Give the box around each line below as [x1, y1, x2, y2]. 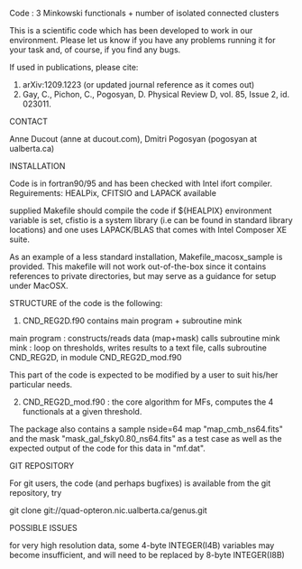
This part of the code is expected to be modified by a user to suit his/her [9, 369, 279, 380]
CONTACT [9, 117, 48, 126]
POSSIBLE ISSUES [9, 523, 78, 533]
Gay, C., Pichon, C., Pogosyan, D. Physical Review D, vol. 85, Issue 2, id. [22, 89, 290, 99]
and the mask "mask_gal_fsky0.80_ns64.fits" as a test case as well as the [9, 434, 282, 443]
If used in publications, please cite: [9, 62, 139, 72]
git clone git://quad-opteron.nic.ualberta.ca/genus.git [9, 505, 207, 516]
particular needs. [9, 379, 73, 389]
